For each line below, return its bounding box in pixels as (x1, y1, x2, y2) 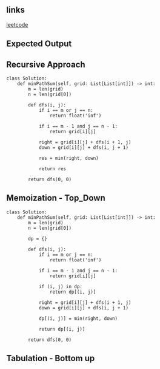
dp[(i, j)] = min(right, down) (38, 316, 118, 322)
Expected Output (6, 39, 72, 49)
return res (38, 166, 67, 172)
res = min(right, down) (38, 155, 99, 162)
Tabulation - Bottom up (6, 353, 95, 364)
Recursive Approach (6, 59, 86, 69)
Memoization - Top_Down (6, 193, 106, 203)
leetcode (6, 21, 28, 28)
